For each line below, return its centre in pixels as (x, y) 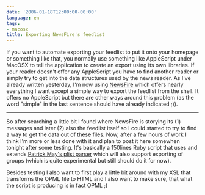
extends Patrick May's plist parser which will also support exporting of (95, 154)
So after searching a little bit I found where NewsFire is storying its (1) (94, 122)
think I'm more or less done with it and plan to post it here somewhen (93, 141)
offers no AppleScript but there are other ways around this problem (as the (100, 98)
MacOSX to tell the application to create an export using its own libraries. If (100, 65)
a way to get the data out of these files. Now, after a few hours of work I (97, 134)
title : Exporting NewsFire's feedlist (56, 35)
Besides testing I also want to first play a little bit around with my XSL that (99, 172)
